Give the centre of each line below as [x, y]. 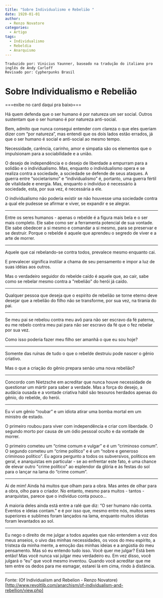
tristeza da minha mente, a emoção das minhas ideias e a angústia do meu [80, 545]
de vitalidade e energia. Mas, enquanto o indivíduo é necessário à [71, 184]
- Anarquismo [23, 50]
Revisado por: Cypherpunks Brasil [40, 72]
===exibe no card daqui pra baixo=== [43, 105]
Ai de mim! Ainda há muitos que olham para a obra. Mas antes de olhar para [81, 486]
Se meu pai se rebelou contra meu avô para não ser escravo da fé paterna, [80, 320]
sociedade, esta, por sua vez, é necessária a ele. [54, 189]
